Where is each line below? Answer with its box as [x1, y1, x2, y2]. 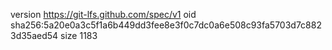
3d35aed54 [10, 30, 59, 41]
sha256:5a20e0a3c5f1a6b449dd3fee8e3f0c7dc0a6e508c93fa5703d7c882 [10, 19, 322, 31]
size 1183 [60, 30, 98, 41]
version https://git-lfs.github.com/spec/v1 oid [10, 9, 197, 20]
